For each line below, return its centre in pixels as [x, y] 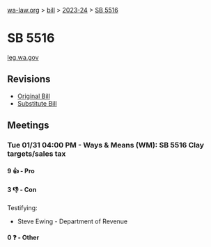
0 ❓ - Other [23, 238]
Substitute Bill [37, 103]
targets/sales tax [37, 154]
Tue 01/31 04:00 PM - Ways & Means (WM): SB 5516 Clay [105, 145]
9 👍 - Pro [21, 170]
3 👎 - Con [22, 190]
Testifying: [22, 207]
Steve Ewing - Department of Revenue [72, 221]
